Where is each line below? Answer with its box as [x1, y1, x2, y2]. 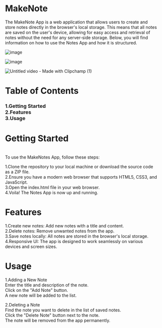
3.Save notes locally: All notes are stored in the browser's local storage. [5, 233, 149, 239]
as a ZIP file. [5, 169, 30, 175]
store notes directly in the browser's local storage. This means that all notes [5, 24, 157, 30]
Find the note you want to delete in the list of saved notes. [5, 307, 122, 313]
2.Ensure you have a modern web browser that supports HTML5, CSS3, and [5, 174, 157, 180]
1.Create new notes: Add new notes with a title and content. [5, 223, 124, 228]
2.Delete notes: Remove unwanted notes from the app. [5, 228, 115, 234]
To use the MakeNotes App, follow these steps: [5, 154, 100, 160]
